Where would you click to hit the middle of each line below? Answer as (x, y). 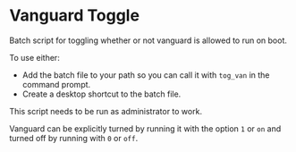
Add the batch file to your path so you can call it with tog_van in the (146, 75)
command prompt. (56, 84)
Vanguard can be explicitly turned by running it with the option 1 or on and (145, 128)
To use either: (34, 57)
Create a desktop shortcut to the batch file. (101, 94)
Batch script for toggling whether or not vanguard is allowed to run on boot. (148, 40)
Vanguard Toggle (75, 16)
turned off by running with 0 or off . (74, 138)
